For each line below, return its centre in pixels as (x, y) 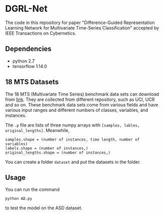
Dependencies (28, 49)
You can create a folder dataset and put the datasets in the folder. (73, 162)
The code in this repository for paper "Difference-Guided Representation (80, 22)
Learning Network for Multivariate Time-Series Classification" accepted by (82, 27)
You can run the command (32, 189)
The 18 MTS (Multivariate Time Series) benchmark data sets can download (82, 94)
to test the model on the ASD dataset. (44, 208)
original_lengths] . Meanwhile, (37, 130)
